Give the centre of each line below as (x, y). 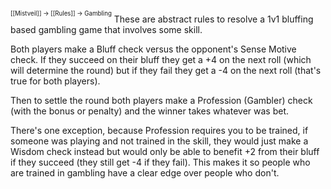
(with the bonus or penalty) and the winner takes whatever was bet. (149, 111)
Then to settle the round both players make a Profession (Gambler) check (161, 100)
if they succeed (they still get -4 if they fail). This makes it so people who (160, 162)
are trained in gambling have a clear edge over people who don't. (145, 172)
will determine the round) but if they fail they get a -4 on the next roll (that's (166, 70)
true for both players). (55, 81)
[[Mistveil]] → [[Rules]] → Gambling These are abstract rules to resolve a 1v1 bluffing (162, 17)
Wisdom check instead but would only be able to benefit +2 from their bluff (165, 151)
